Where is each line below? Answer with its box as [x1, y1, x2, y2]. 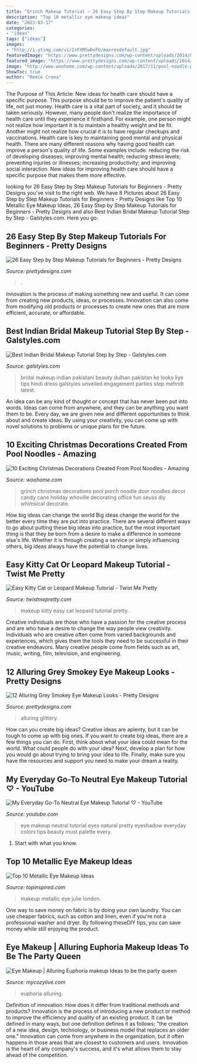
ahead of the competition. [6, 1051, 69, 1058]
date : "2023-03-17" [6, 19, 54, 25]
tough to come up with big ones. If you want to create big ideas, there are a [6, 732, 188, 739]
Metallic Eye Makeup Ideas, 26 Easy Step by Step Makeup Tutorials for [6, 202, 177, 209]
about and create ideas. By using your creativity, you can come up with [6, 416, 178, 424]
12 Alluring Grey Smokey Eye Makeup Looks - [6, 667, 175, 677]
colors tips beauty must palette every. [20, 828, 113, 835]
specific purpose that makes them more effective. [6, 172, 127, 179]
